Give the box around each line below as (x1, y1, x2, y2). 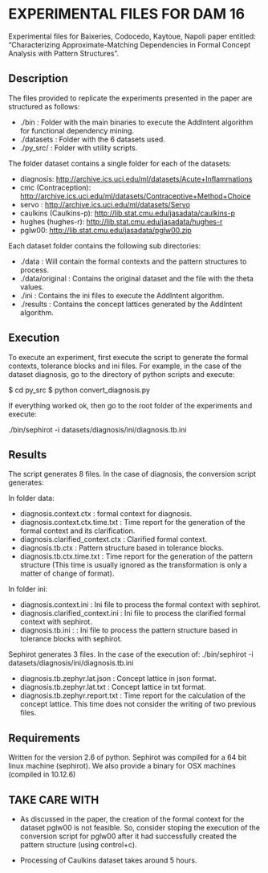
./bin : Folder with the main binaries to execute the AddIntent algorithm (19, 117, 254, 127)
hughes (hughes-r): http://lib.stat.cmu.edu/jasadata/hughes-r (19, 216, 223, 226)
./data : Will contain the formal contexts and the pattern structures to (19, 256, 247, 266)
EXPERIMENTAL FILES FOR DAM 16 (8, 5, 246, 23)
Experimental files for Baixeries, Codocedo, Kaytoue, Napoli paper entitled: (8, 31, 256, 41)
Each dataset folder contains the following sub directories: (8, 240, 201, 250)
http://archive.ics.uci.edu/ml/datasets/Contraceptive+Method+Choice (19, 191, 251, 201)
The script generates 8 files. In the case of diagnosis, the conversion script (8, 469, 257, 479)
